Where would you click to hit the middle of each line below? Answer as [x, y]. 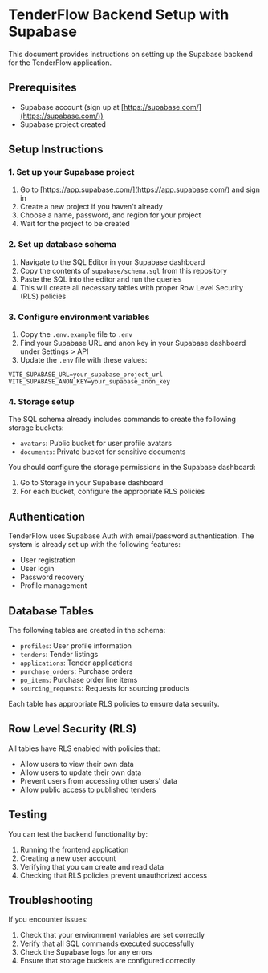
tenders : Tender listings [59, 654]
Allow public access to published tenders [88, 789]
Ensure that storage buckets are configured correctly [108, 961]
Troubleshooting [51, 900]
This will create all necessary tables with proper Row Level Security [131, 287]
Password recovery [52, 577]
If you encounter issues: [48, 919]
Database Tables [51, 611]
